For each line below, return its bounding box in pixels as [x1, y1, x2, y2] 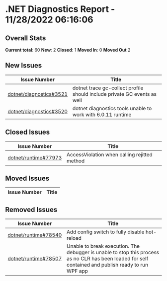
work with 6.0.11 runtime [72, 111, 132, 118]
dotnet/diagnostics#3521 [7, 90, 68, 97]
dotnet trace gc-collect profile [72, 84, 144, 91]
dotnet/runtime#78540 [7, 232, 62, 239]
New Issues [5, 61, 42, 70]
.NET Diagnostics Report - [5, 3, 115, 15]
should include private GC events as [72, 90, 157, 97]
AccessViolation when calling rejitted [66, 151, 153, 158]
